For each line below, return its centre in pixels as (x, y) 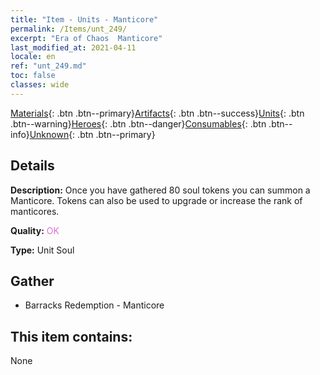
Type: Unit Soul (42, 250)
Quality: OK (35, 230)
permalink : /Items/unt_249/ (69, 29)
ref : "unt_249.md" (48, 66)
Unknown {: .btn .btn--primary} (92, 134)
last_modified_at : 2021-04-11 (73, 47)
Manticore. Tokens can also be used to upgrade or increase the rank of (156, 200)
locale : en (33, 57)
